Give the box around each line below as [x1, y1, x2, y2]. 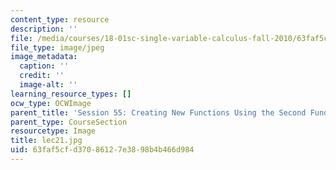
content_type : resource [10, 14, 110, 25]
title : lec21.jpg [10, 136, 83, 146]
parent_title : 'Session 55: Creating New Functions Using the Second [10, 107, 307, 118]
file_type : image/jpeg [10, 42, 105, 53]
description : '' [10, 24, 78, 34]
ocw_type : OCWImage [10, 98, 92, 108]
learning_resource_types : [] [10, 89, 132, 99]
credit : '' [19, 71, 65, 81]
